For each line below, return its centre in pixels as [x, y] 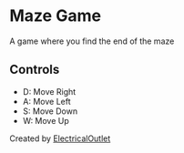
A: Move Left [46, 101]
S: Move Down [50, 111]
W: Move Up [46, 120]
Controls [35, 70]
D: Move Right [49, 91]
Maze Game [56, 16]
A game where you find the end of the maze [92, 41]
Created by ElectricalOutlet [60, 138]
